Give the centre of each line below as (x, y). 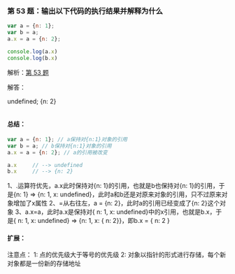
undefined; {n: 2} (32, 101)
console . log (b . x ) (33, 58)
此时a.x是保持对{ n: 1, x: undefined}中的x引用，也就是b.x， (131, 212)
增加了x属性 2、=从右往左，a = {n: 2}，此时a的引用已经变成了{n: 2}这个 (116, 203)
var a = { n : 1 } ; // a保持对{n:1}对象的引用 (67, 139)
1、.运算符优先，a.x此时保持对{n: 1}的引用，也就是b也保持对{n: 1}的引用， (113, 186)
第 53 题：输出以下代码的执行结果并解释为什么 (85, 10)
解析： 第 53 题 (28, 72)
